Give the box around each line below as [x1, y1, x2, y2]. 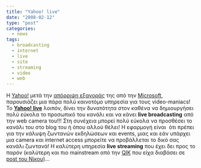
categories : [6, 25, 36, 32]
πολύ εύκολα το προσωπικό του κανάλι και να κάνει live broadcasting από [6, 111, 194, 118]
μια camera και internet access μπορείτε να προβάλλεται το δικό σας [6, 136, 179, 143]
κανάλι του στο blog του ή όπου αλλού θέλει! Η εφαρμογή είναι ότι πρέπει [6, 124, 194, 131]
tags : [6, 36, 20, 42]
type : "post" [6, 20, 39, 26]
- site [11, 59, 28, 65]
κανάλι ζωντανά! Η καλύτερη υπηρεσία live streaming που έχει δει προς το [6, 143, 196, 150]
